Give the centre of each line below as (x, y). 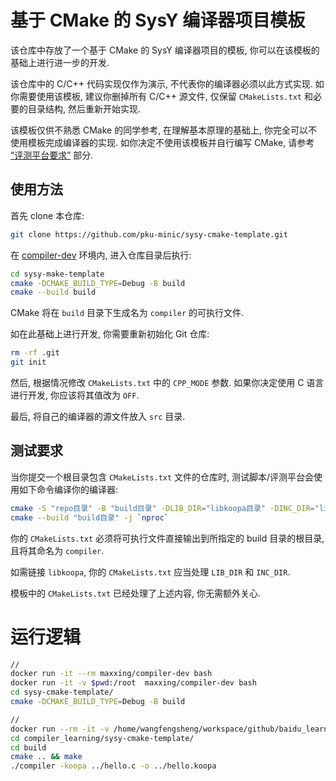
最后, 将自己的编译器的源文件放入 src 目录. (98, 416)
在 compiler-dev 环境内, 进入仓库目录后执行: (101, 255)
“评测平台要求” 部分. (52, 155)
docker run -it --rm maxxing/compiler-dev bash (111, 674)
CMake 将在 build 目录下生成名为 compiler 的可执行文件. (127, 313)
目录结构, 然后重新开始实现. (84, 108)
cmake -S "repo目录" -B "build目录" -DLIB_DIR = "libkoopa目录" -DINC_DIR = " (165, 508)
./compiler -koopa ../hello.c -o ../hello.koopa (113, 766)
